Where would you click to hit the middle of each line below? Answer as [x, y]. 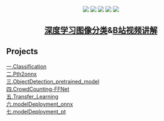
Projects [22, 51]
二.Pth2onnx [22, 74]
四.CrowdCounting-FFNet [38, 89]
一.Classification [26, 67]
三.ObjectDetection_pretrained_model [53, 82]
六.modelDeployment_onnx [40, 104]
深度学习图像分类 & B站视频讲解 [101, 30]
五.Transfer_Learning [32, 97]
